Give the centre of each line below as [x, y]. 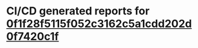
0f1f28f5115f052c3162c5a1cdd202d [99, 24]
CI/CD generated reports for [78, 11]
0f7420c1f [33, 37]
